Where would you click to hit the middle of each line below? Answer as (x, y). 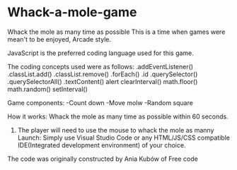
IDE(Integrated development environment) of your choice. (102, 145)
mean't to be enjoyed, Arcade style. (59, 39)
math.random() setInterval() (48, 89)
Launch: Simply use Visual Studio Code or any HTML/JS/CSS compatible (123, 138)
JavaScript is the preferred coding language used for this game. (101, 53)
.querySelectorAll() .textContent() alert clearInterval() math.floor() (103, 81)
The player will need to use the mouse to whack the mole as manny (116, 130)
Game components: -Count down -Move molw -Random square (100, 102)
